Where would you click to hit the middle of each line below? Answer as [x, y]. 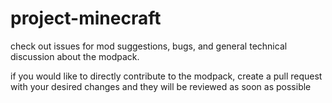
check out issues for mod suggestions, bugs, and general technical [149, 46]
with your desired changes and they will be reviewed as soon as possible [161, 86]
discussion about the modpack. [75, 56]
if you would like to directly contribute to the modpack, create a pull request [166, 76]
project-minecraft [86, 18]
